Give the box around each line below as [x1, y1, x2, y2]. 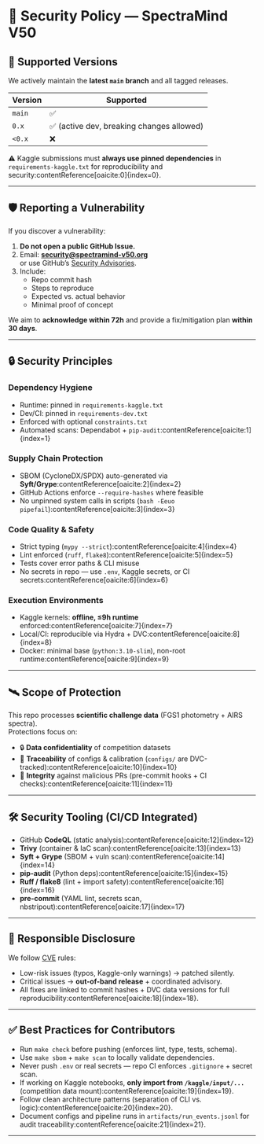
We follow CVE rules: [8, 953, 76, 962]
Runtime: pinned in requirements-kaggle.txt [19, 400, 163, 410]
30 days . [8, 323, 38, 333]
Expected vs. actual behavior [31, 291, 126, 301]
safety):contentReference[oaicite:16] [105, 877, 225, 887]
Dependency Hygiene [8, 382, 93, 393]
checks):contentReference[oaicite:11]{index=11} [19, 779, 174, 789]
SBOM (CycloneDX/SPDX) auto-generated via [19, 471, 168, 480]
